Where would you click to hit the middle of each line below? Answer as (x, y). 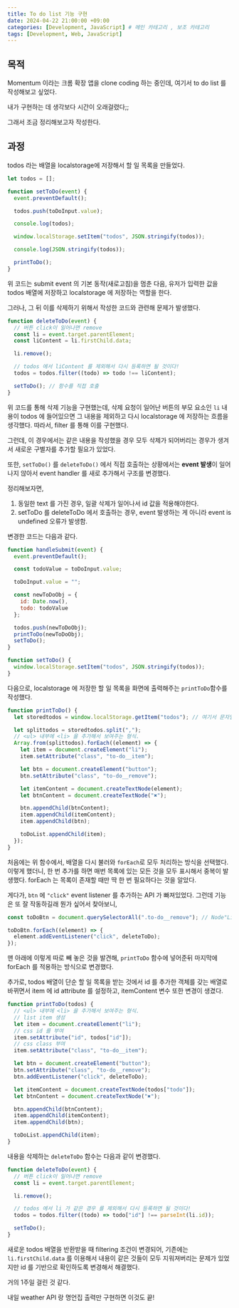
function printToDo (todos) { (51, 1005)
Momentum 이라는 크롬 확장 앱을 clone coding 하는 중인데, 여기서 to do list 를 (117, 83)
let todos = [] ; (31, 179)
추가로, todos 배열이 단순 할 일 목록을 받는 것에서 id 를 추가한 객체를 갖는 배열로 (117, 982)
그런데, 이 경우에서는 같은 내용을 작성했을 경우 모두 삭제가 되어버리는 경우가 (112, 440)
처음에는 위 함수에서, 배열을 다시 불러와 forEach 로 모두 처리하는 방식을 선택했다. (118, 862)
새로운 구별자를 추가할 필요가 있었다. (65, 449)
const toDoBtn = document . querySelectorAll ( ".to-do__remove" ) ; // (108, 917)
